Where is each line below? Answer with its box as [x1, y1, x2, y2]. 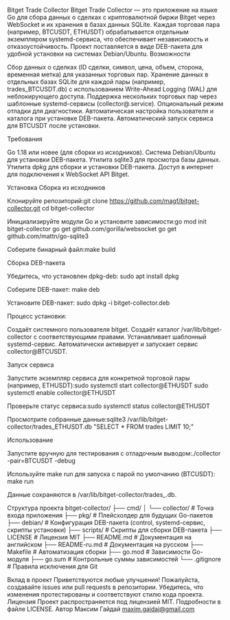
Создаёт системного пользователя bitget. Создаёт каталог [7, 325, 180, 333]
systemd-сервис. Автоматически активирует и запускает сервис [7, 340, 198, 348]
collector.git [7, 204, 41, 212]
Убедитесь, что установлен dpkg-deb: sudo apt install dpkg [7, 272, 179, 280]
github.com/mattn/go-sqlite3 [7, 232, 89, 240]
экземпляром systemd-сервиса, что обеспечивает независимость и [7, 35, 209, 43]
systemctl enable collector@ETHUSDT [7, 389, 116, 396]
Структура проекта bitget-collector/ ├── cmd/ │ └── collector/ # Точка [7, 504, 214, 512]
